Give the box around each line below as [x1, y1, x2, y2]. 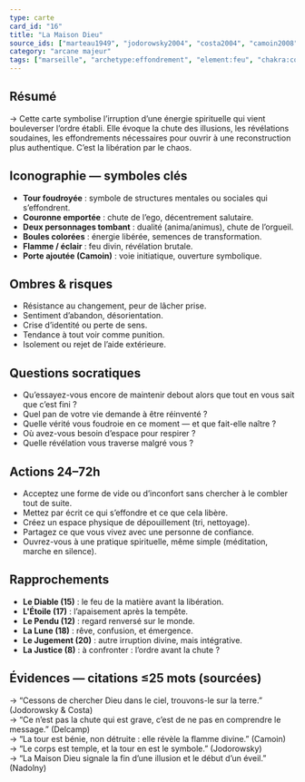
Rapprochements [9, 572, 110, 588]
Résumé [9, 89, 57, 104]
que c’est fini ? [22, 399, 77, 410]
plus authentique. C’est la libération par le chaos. [9, 142, 192, 152]
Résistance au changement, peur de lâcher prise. [22, 300, 207, 311]
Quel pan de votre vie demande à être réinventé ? [22, 409, 208, 420]
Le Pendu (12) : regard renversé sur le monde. [22, 615, 195, 626]
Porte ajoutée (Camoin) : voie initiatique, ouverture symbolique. [22, 250, 262, 261]
